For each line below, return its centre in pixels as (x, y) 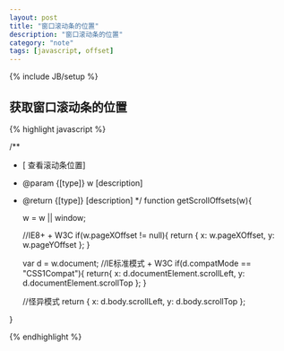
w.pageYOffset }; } (56, 244)
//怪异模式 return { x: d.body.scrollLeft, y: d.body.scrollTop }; (134, 301)
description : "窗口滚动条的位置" (66, 34)
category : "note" (42, 43)
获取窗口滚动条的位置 (68, 107)
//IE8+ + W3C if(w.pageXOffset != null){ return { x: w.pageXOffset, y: (148, 235)
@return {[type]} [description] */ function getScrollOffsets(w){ (137, 200)
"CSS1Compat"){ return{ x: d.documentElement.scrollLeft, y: (133, 273)
